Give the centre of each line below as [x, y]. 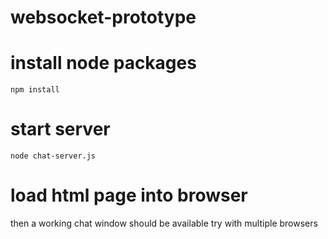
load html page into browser [129, 195]
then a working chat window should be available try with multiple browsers [164, 223]
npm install [35, 90]
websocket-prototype [103, 17]
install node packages [103, 63]
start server [60, 129]
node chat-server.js [53, 156]
